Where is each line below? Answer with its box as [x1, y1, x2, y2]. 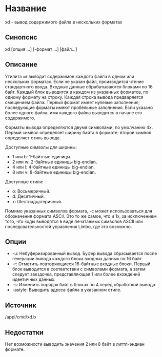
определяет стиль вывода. [5, 135, 61, 141]
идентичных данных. [12, 276, 56, 282]
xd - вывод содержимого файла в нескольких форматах [5, 19, 122, 25]
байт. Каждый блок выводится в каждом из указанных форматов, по [5, 89, 149, 95]
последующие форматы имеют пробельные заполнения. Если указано [5, 105, 153, 110]
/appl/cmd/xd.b [5, 314, 36, 320]
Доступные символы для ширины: [5, 144, 77, 150]
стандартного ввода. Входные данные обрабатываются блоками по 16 [5, 84, 153, 89]
